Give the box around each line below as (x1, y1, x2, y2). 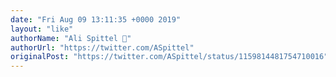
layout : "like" (10, 24, 74, 34)
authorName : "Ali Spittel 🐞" (10, 33, 132, 43)
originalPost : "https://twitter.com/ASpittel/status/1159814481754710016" (10, 52, 329, 62)
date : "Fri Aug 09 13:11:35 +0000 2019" (10, 14, 182, 25)
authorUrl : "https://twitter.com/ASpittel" (10, 42, 195, 53)
